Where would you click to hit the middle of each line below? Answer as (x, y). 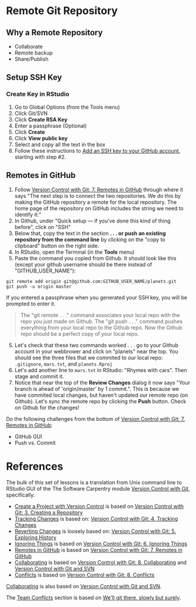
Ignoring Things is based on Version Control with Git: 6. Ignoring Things (101, 544)
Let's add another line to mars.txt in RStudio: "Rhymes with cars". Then (101, 370)
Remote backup (34, 53)
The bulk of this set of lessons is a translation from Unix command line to (94, 483)
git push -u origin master (39, 286)
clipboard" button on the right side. (57, 245)
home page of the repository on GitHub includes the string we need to (99, 208)
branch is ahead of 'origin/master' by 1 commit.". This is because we (97, 389)
